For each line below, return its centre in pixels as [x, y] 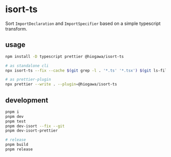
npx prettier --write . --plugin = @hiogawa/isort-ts [61, 84]
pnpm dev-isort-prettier [32, 131]
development [27, 100]
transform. [16, 28]
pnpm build [17, 145]
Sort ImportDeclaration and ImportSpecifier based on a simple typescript [83, 23]
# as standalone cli [27, 66]
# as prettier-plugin [28, 80]
